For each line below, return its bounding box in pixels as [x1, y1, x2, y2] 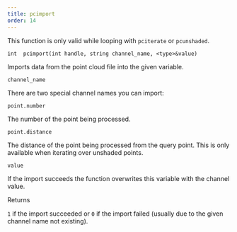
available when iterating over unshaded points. [7, 148, 144, 156]
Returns [7, 195, 30, 204]
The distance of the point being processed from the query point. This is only [7, 141, 230, 149]
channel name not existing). [7, 216, 88, 225]
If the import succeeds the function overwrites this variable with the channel [7, 174, 230, 182]
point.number [7, 102, 46, 110]
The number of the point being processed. [7, 115, 131, 123]
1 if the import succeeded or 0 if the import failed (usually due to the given [7, 209, 224, 218]
